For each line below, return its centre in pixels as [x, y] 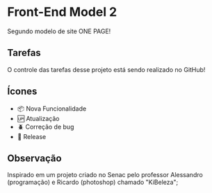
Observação [34, 158]
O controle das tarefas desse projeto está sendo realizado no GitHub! [106, 69]
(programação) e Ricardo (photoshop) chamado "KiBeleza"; [93, 182]
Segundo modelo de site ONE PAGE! [59, 31]
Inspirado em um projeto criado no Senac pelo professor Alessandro [105, 175]
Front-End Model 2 [62, 12]
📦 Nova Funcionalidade [52, 109]
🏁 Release [32, 136]
